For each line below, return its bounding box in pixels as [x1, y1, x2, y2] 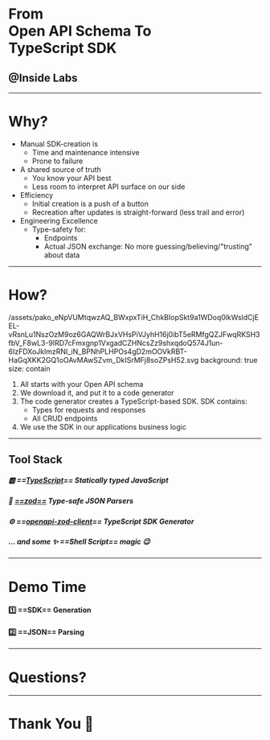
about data [43, 250, 80, 260]
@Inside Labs [8, 71, 78, 84]
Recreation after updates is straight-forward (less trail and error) [31, 207, 245, 217]
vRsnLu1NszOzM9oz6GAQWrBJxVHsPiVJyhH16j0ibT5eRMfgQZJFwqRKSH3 [8, 329, 260, 339]
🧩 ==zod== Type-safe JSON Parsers [8, 496, 134, 506]
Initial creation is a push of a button [31, 199, 149, 208]
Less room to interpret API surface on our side [31, 182, 186, 191]
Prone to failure [31, 156, 84, 166]
